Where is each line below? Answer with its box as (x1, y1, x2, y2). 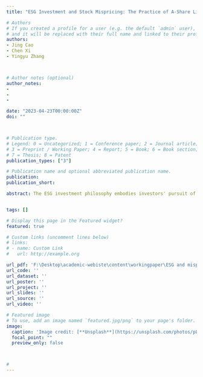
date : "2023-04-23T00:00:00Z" (6, 108, 83, 115)
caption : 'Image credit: (11, 329, 74, 335)
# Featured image (6, 312, 50, 318)
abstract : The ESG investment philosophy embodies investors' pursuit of (6, 191, 196, 197)
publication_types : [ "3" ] (6, 157, 71, 163)
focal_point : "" (11, 334, 53, 341)
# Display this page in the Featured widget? (6, 218, 123, 224)
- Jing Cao (6, 42, 34, 48)
